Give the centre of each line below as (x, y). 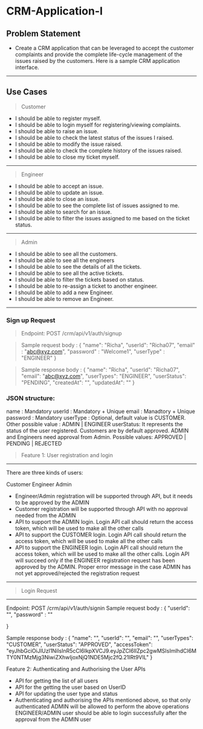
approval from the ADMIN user (53, 719)
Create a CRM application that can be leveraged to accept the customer (105, 48)
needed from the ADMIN (46, 515)
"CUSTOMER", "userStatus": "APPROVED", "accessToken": (79, 645)
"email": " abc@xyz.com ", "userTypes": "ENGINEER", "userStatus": (104, 376)
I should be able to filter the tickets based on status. (79, 279)
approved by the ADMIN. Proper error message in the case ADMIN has (103, 567)
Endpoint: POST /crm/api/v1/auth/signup (71, 334)
